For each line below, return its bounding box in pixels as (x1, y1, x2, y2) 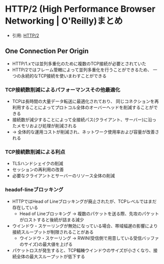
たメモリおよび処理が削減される (12, 123, 77, 129)
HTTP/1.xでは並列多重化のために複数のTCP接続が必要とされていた (12, 60, 146, 67)
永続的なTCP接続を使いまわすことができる (21, 72, 107, 79)
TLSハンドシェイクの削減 (12, 161, 64, 167)
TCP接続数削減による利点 (5, 148, 66, 155)
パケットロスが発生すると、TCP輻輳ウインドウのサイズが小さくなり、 (12, 247, 154, 253)
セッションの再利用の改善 (12, 167, 64, 172)
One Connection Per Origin (5, 47, 89, 55)
